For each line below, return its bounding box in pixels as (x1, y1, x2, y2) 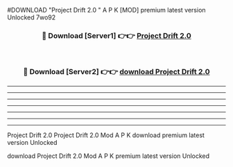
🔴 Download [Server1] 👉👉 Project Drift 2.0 (41, 30, 192, 40)
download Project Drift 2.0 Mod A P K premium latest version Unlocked (7, 152, 210, 160)
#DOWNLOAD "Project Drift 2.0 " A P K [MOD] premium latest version (7, 6, 206, 14)
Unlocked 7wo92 (7, 13, 56, 21)
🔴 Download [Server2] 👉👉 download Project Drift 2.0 (23, 67, 210, 77)
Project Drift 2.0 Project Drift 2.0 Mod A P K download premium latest (7, 131, 205, 139)
